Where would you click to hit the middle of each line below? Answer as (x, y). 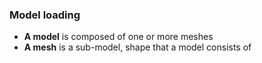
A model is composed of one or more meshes (118, 37)
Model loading (45, 15)
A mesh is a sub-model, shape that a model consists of (137, 47)
